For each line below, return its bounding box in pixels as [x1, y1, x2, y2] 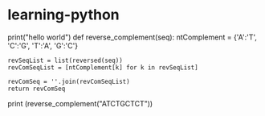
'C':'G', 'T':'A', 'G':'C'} [7, 40, 78, 50]
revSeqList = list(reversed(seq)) [7, 56, 124, 64]
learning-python [7, 6, 120, 24]
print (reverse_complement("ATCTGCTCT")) [7, 98, 153, 108]
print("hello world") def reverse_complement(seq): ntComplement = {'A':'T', [7, 32, 258, 42]
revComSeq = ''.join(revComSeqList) [7, 77, 130, 85]
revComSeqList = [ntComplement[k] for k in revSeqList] [7, 63, 198, 72]
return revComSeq [7, 85, 66, 93]
